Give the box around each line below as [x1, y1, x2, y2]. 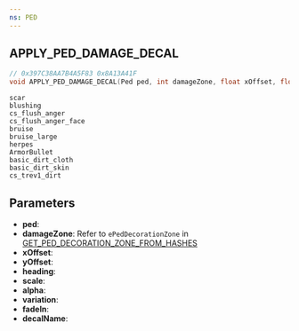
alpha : [21, 285, 46, 296]
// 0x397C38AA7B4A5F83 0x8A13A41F [9, 69, 138, 78]
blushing [9, 101, 42, 111]
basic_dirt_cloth [9, 156, 74, 165]
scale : [21, 276, 46, 286]
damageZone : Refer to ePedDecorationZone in [21, 228, 190, 239]
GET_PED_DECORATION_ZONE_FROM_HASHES [21, 238, 198, 248]
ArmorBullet [9, 148, 53, 157]
